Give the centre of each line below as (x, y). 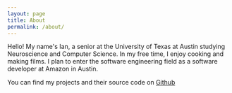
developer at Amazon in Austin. (53, 69)
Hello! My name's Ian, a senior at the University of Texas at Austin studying (116, 47)
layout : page (26, 14)
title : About (26, 20)
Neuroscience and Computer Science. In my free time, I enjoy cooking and (116, 54)
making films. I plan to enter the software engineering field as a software (113, 62)
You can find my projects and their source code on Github (91, 83)
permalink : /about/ (36, 27)
